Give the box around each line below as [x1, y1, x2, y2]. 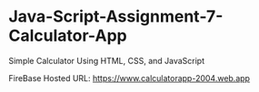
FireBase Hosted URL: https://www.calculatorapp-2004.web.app [8, 72, 251, 83]
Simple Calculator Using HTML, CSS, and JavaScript [8, 55, 205, 66]
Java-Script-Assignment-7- [8, 6, 224, 27]
